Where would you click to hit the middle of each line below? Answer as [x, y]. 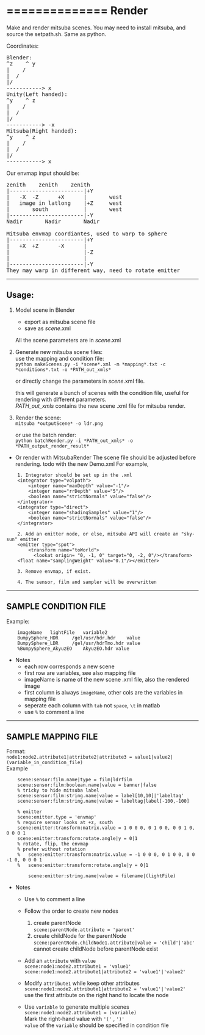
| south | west [64, 209]
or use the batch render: [45, 435]
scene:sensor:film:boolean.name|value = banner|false [87, 785]
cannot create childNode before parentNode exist [96, 949]
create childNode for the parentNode [80, 936]
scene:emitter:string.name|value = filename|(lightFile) [102, 876]
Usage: [20, 295]
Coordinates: [23, 46]
